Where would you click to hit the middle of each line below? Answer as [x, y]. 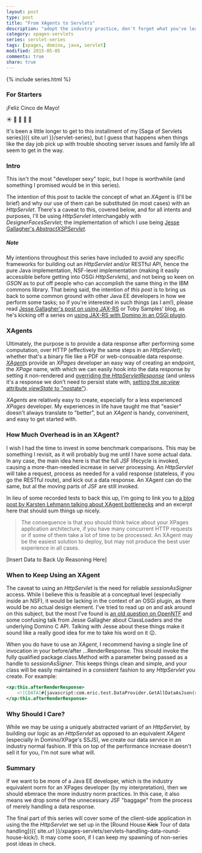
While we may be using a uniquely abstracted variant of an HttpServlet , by [98, 727]
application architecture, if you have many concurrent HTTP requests [106, 529]
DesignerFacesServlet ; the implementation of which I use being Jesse [93, 222]
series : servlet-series [36, 40]
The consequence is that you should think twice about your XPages [105, 522]
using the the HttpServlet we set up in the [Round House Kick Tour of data [98, 825]
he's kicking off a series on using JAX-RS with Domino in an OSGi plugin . [96, 315]
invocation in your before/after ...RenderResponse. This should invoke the [97, 651]
